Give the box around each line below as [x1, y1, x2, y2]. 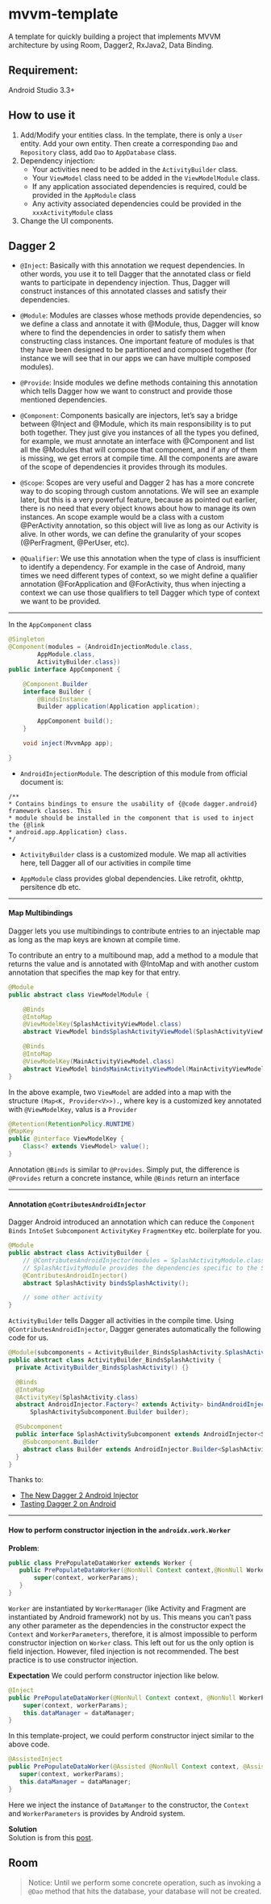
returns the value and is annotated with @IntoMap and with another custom [8, 958, 260, 968]
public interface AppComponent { [8, 665, 121, 673]
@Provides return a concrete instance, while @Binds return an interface [8, 1173, 240, 1182]
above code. [8, 1739, 50, 1750]
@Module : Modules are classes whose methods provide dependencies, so [19, 310, 262, 320]
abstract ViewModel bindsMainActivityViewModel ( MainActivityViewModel [23, 1064, 265, 1073]
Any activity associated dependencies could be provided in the [31, 199, 242, 209]
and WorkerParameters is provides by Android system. [8, 1808, 186, 1818]
